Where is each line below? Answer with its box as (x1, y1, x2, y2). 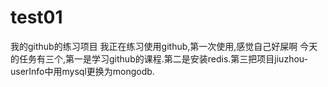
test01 (10, 6, 63, 29)
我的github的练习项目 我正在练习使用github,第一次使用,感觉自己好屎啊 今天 (10, 40, 318, 52)
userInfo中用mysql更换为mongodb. (10, 65, 155, 77)
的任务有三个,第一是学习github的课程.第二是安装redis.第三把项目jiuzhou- (10, 52, 308, 65)
